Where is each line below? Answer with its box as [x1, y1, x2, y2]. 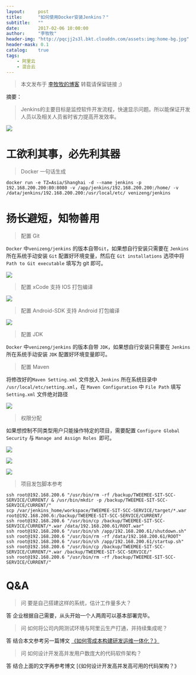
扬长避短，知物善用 [6, 211, 100, 225]
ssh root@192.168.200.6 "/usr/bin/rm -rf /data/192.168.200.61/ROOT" [6, 533, 182, 539]
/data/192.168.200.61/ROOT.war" [64, 523, 144, 529]
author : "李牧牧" [6, 31, 57, 37]
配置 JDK [20, 331, 43, 338]
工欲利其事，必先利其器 [6, 147, 121, 160]
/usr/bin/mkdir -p [56, 497, 102, 503]
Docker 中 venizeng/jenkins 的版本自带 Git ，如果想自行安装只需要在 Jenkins [6, 245, 189, 252]
